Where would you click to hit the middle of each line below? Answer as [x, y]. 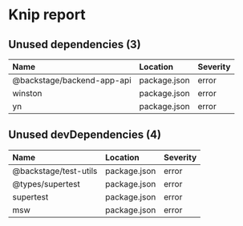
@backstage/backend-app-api [72, 80]
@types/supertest [46, 184]
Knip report [47, 15]
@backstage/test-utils [55, 171]
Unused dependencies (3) [75, 44]
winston [27, 93]
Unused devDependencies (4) [85, 135]
